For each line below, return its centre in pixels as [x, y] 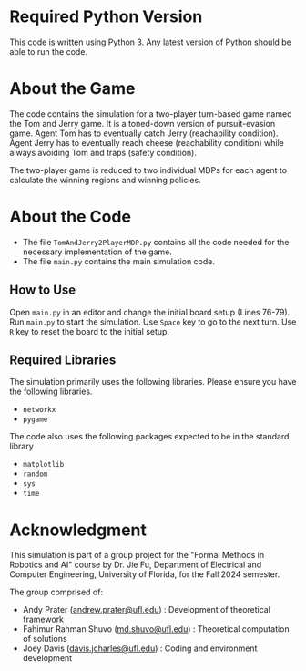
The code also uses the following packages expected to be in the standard [149, 437]
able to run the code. [49, 51]
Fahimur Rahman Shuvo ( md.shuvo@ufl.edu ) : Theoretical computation [156, 629]
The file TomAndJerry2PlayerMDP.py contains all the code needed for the [156, 242]
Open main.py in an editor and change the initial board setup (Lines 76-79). [150, 312]
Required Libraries [63, 361]
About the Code [71, 217]
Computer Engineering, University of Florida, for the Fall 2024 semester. [145, 574]
